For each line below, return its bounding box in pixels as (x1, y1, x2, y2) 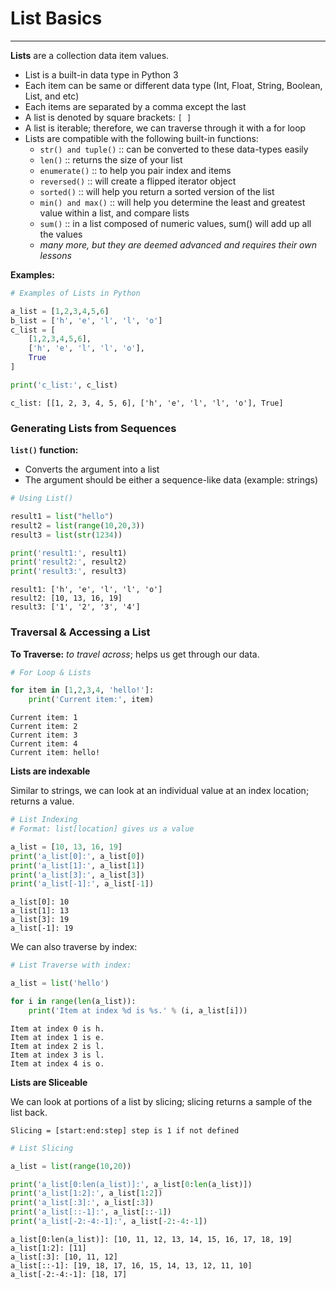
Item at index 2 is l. (10, 1041, 105, 1051)
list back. (10, 1106, 48, 1118)
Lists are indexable (10, 765, 91, 777)
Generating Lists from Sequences (10, 421, 177, 435)
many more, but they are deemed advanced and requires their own (39, 238, 317, 251)
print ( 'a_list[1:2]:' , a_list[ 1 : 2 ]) (10, 1188, 163, 1199)
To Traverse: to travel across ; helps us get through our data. (10, 648, 260, 660)
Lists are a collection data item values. (10, 49, 170, 61)
